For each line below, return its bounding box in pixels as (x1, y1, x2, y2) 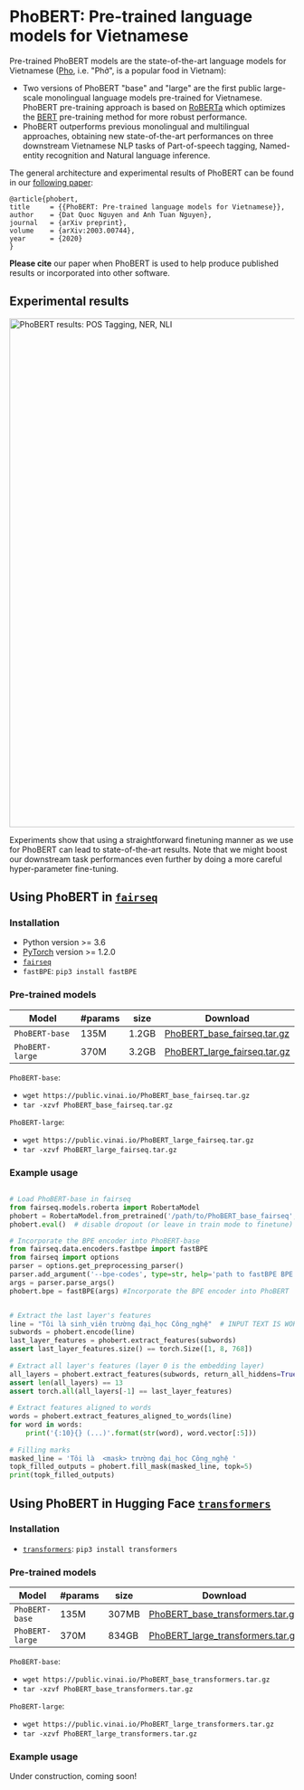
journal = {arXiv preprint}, (9, 218, 128, 227)
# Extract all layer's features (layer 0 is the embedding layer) (9, 1361, 265, 1370)
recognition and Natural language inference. (45, 149, 211, 160)
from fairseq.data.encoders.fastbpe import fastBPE (9, 1245, 208, 1254)
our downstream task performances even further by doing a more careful (9, 853, 282, 865)
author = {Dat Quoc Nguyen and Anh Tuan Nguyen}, (9, 210, 213, 219)
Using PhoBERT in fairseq (9, 889, 158, 905)
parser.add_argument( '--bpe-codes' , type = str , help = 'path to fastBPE (9, 1270, 278, 1279)
